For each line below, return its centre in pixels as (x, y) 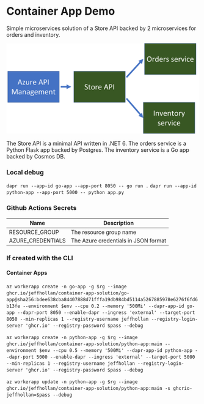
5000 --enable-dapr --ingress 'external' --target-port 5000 (116, 357)
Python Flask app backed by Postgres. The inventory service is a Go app (98, 150)
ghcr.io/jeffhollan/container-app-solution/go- (68, 293)
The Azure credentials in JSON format (119, 241)
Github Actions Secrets (42, 208)
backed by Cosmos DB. (36, 157)
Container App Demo (61, 11)
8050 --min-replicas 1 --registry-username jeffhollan (78, 320)
